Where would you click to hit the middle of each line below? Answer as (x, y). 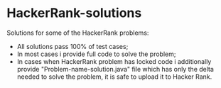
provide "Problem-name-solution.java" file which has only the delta (115, 69)
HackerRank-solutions (74, 13)
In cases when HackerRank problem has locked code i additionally (114, 61)
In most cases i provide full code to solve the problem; (96, 54)
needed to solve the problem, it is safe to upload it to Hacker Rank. (114, 77)
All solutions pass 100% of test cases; (72, 46)
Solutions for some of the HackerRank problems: (78, 33)
